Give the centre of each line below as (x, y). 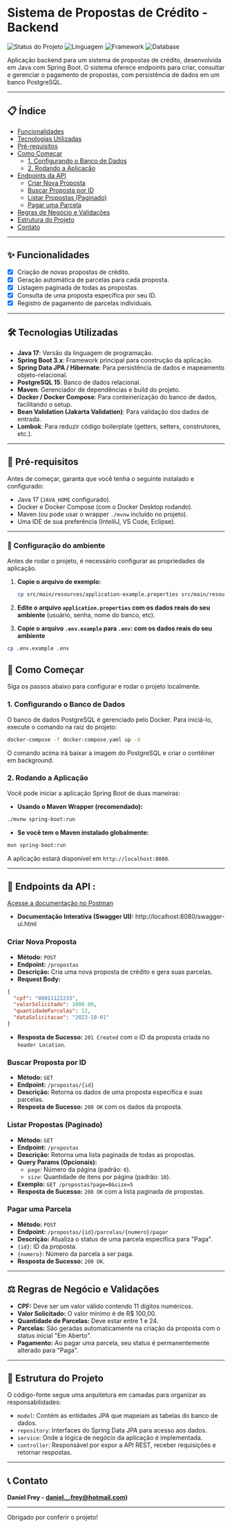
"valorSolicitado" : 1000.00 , (55, 1005)
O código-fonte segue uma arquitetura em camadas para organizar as (107, 1395)
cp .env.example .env (38, 648)
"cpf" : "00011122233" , (46, 998)
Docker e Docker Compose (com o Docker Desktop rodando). (105, 507)
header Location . (41, 1044)
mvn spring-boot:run (37, 845)
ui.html (27, 924)
